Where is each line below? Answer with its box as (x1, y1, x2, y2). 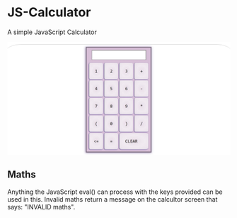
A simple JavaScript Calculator (7, 28, 97, 36)
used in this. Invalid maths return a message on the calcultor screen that (7, 195, 218, 203)
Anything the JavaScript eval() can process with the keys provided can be (7, 187, 223, 196)
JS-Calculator (7, 4, 91, 21)
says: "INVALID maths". (7, 202, 76, 211)
